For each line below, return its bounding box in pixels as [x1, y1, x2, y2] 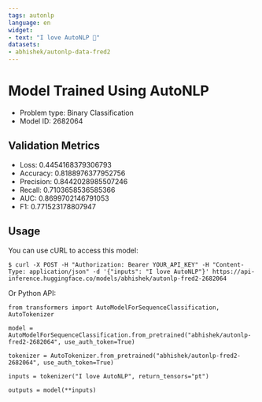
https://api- [212, 267, 256, 275]
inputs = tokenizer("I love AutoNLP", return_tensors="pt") [8, 372, 210, 380]
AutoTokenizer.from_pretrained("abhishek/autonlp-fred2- [50, 352, 242, 360]
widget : [8, 26, 34, 34]
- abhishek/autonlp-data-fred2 [8, 48, 111, 56]
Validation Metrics [8, 139, 100, 153]
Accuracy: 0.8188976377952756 [19, 168, 126, 178]
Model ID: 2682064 [19, 116, 83, 126]
